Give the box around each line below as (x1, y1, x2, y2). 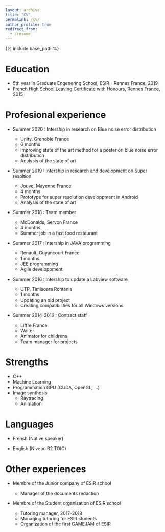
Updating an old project (20, 296, 70, 303)
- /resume (10, 31, 31, 36)
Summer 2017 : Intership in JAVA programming (12, 240, 111, 246)
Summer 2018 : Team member (12, 209, 77, 215)
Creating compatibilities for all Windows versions (20, 302, 124, 308)
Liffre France (20, 322, 48, 328)
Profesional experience (5, 109, 106, 121)
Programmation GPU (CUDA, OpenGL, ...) (12, 384, 100, 390)
